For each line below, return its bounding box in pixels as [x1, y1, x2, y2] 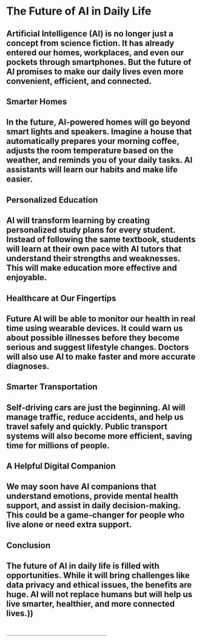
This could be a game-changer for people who [6, 510, 185, 521]
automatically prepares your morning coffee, [6, 136, 180, 146]
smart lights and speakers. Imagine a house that [6, 126, 192, 137]
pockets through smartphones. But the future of [6, 56, 192, 67]
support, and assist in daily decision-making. [6, 500, 181, 511]
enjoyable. [6, 272, 47, 283]
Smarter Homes [6, 96, 67, 107]
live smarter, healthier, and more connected [6, 599, 175, 609]
